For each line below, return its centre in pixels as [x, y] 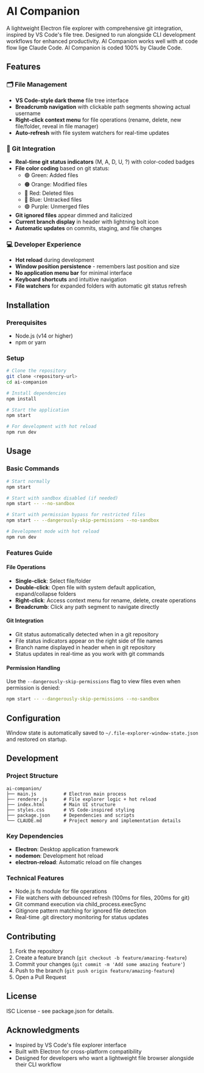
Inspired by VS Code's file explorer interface [71, 1045]
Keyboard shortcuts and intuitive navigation [71, 280]
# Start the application [38, 410]
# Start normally [28, 481]
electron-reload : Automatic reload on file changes [78, 862]
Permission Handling [33, 667]
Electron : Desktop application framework [67, 849]
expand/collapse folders [45, 594]
